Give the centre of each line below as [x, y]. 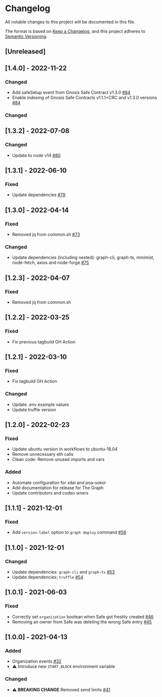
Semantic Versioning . [26, 36]
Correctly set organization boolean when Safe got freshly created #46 [83, 617]
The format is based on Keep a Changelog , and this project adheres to [75, 31]
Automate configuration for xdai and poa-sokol [59, 482]
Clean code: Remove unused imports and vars [58, 459]
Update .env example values [40, 404]
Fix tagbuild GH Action [34, 381]
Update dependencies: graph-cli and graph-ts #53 [63, 572]
